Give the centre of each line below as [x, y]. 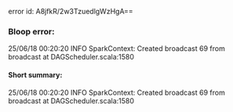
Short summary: [35, 74]
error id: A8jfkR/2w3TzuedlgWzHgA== [71, 11]
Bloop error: [31, 31]
